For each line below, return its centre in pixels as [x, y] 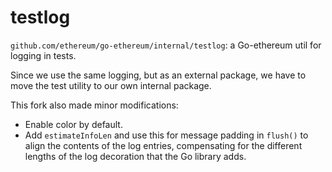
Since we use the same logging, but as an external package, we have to [158, 75]
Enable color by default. [73, 124]
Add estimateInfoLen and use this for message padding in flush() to [166, 135]
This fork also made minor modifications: [94, 105]
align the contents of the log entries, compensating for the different [163, 145]
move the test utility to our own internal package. [111, 85]
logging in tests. [43, 55]
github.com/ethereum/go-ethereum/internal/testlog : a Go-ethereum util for [166, 45]
